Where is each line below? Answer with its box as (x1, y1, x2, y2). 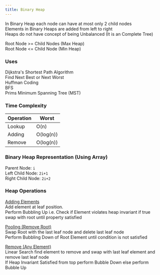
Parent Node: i (5, 165, 35, 171)
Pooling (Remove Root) (5, 224, 52, 229)
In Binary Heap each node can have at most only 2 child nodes (5, 21, 132, 26)
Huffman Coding (5, 79, 39, 85)
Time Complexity (5, 102, 47, 109)
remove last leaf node (5, 254, 49, 260)
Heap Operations (5, 187, 47, 194)
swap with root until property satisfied (5, 214, 82, 220)
